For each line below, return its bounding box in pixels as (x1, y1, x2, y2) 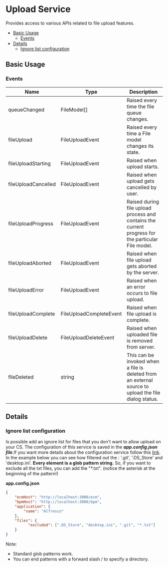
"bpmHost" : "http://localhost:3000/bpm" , (14, 499, 102, 504)
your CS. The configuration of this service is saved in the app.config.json (5, 444, 158, 450)
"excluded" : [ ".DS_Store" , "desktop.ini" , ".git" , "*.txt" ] (27, 522, 156, 528)
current (127, 223, 144, 230)
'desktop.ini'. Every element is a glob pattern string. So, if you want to (5, 460, 151, 466)
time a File (127, 130, 151, 137)
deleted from (127, 370, 157, 377)
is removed (127, 337, 153, 344)
